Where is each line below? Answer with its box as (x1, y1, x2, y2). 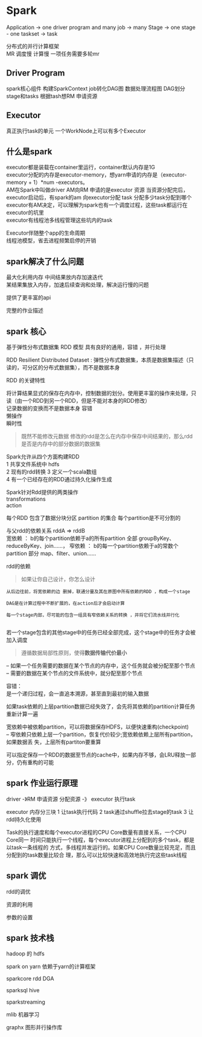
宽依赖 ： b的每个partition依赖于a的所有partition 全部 (6, 535, 137, 542)
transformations (6, 495, 46, 502)
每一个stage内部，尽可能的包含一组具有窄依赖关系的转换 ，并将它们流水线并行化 (6, 612, 180, 618)
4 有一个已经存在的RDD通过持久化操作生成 (6, 476, 113, 483)
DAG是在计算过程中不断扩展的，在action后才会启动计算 (6, 600, 125, 606)
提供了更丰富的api (6, 294, 51, 301)
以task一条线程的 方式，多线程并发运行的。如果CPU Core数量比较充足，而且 (6, 844, 196, 851)
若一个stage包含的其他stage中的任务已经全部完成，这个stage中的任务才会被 (6, 629, 196, 636)
